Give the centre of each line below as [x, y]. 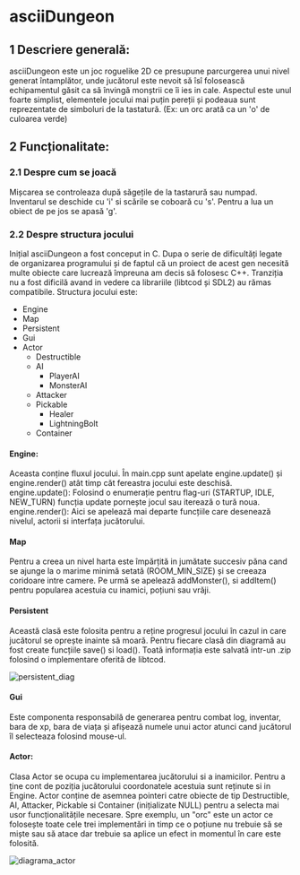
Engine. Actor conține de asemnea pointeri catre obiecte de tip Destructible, [150, 796]
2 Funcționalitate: [60, 147]
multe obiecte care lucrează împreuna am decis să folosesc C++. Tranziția [146, 273]
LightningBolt [73, 423]
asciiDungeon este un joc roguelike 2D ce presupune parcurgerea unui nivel [150, 71]
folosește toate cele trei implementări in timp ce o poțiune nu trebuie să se [146, 824]
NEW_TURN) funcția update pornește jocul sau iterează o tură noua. [135, 502]
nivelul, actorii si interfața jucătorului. [77, 521]
